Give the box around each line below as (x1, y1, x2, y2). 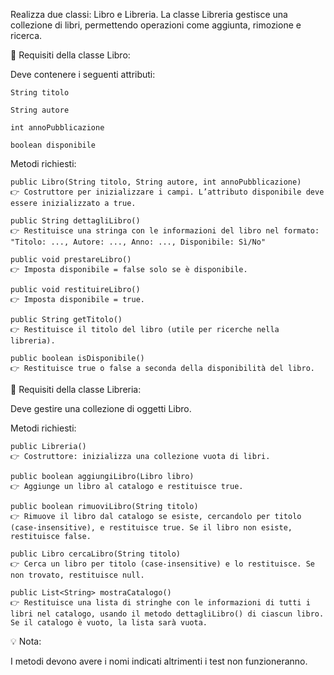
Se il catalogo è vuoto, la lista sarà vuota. (10, 618, 208, 628)
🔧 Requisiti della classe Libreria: (10, 384, 142, 395)
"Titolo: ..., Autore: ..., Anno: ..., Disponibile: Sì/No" (10, 237, 267, 247)
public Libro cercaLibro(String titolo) (10, 549, 182, 559)
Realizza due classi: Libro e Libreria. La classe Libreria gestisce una (10, 9, 288, 20)
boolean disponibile (10, 140, 97, 150)
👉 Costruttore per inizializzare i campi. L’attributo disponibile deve (10, 187, 325, 197)
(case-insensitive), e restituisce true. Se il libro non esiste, (10, 523, 293, 533)
